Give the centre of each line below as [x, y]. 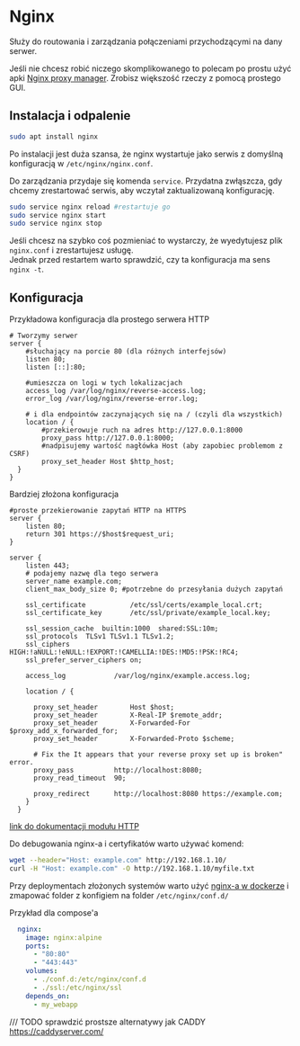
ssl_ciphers [48, 645]
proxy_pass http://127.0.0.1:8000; [108, 438]
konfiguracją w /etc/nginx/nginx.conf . [81, 163]
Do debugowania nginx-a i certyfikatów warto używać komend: [127, 844]
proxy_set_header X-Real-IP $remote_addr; [128, 715]
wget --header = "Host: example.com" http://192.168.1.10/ [118, 861]
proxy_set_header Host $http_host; [108, 462]
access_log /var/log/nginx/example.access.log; [138, 676]
